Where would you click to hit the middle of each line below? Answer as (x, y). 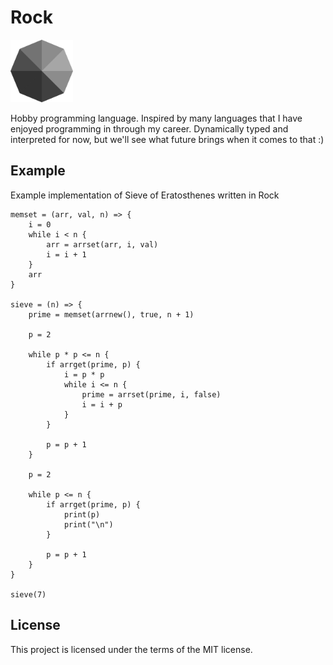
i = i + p (102, 404)
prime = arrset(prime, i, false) (151, 394)
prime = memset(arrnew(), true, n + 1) (111, 314)
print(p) (82, 514)
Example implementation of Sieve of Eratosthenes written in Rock (145, 195)
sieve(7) (28, 594)
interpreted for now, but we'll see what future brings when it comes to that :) (167, 139)
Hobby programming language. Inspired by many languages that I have (156, 118)
